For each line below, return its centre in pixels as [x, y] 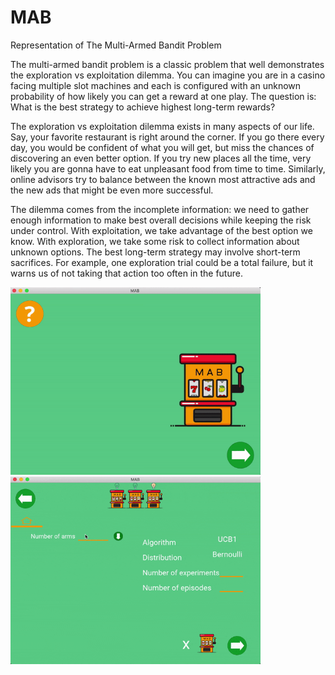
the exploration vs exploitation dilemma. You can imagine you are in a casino [168, 75]
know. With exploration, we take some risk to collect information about [155, 241]
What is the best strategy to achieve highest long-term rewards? [143, 107]
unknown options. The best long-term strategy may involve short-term [155, 252]
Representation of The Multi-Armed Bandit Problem [116, 45]
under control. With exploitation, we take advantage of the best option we [161, 230]
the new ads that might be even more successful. [112, 190]
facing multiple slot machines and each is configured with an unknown [156, 85]
